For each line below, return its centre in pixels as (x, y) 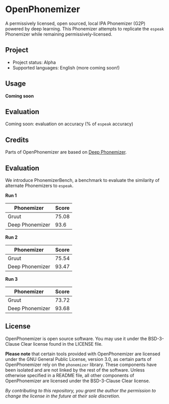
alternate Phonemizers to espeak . (39, 186)
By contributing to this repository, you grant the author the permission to (81, 390)
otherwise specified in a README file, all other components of (70, 375)
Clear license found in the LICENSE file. (62, 344)
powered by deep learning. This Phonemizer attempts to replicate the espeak (84, 28)
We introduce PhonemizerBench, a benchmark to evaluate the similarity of (82, 180)
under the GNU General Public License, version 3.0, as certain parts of (78, 359)
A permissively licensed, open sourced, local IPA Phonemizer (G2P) (75, 23)
